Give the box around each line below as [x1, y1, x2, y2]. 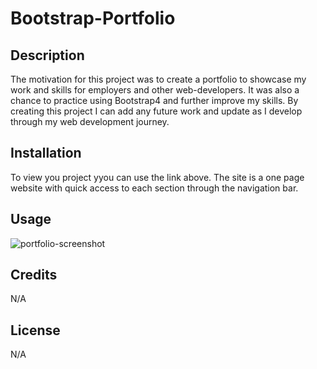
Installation [10, 145, 82, 162]
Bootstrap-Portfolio [10, 7, 176, 30]
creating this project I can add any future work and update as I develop [10, 105, 303, 117]
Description [10, 47, 85, 64]
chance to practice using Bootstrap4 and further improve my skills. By [10, 95, 299, 106]
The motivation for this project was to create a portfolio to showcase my [10, 73, 307, 85]
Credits [10, 267, 58, 284]
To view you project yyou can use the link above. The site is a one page [10, 171, 305, 183]
